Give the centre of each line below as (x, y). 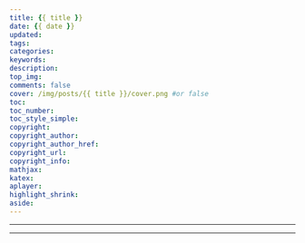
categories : (32, 52)
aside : (22, 204)
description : (34, 69)
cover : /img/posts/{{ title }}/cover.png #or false (109, 93)
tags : (20, 43)
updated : (26, 34)
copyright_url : (38, 152)
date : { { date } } (42, 26)
